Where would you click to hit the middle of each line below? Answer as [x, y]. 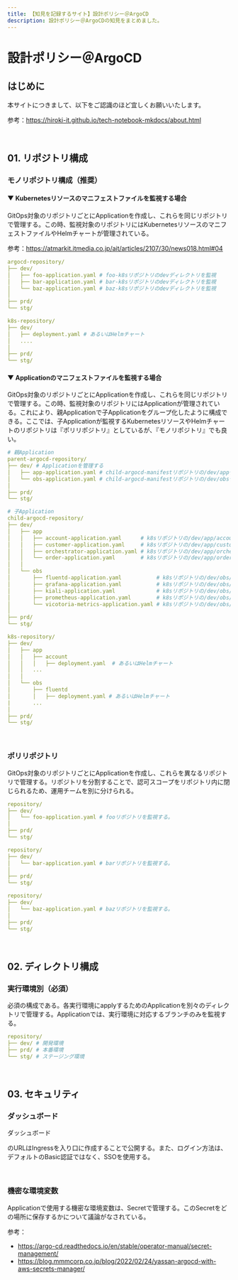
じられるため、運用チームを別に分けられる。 [73, 790]
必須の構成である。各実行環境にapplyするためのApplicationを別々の [106, 1006]
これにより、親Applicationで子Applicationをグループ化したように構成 [120, 412]
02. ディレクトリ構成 [53, 966]
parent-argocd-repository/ [47, 459]
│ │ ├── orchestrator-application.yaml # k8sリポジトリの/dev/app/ [112, 552]
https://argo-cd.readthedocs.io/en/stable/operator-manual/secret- [115, 1246]
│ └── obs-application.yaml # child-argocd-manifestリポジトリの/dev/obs [118, 479]
